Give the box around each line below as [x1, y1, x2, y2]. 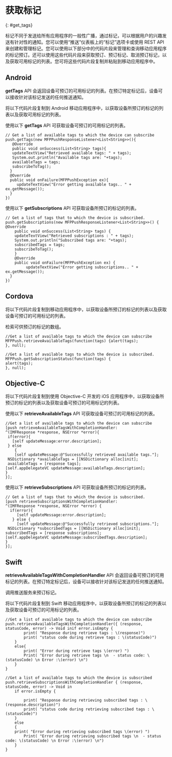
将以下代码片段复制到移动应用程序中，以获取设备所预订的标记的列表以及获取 [5, 306, 167, 312]
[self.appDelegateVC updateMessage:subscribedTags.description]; [5, 535, 147, 540]
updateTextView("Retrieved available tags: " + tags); [12, 150, 132, 155]
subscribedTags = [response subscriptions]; [5, 530, 102, 536]
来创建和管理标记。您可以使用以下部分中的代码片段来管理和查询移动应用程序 [5, 45, 167, 51]
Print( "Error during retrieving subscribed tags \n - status [24, 734, 161, 739]
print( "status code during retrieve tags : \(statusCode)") [24, 635, 157, 640]
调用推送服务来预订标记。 [5, 589, 59, 595]
